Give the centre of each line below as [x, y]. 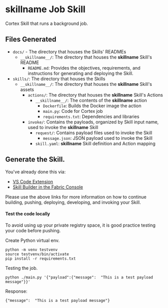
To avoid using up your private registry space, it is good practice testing [80, 225]
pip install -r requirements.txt [41, 258]
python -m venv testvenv [31, 250]
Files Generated [31, 39]
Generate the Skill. [35, 159]
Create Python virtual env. [32, 240]
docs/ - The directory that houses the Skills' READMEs [69, 51]
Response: [16, 291]
